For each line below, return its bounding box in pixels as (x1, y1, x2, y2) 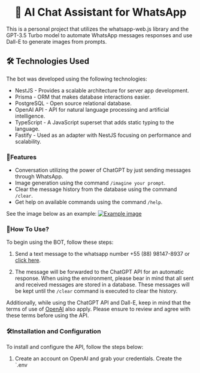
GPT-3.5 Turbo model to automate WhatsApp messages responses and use (6, 31, 193, 38)
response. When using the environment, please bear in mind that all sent (14, 274, 194, 282)
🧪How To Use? (6, 225, 50, 233)
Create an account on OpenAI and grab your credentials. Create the (14, 354, 182, 362)
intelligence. (14, 112, 46, 120)
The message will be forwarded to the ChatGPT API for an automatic (14, 268, 184, 276)
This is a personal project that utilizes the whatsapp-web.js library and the (6, 25, 189, 32)
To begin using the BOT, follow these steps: (6, 238, 114, 246)
